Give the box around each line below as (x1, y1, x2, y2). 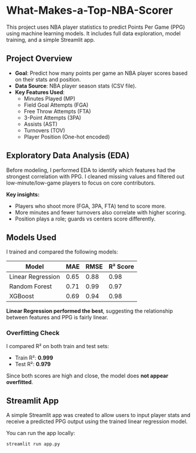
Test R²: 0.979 (14, 360, 51, 367)
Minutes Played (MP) (23, 95, 76, 102)
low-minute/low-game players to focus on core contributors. (6, 179, 156, 186)
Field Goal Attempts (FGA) (23, 101, 89, 108)
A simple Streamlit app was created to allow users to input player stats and (6, 412, 191, 419)
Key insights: (6, 191, 40, 198)
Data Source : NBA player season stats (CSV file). (14, 82, 137, 89)
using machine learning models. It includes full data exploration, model (6, 29, 181, 37)
